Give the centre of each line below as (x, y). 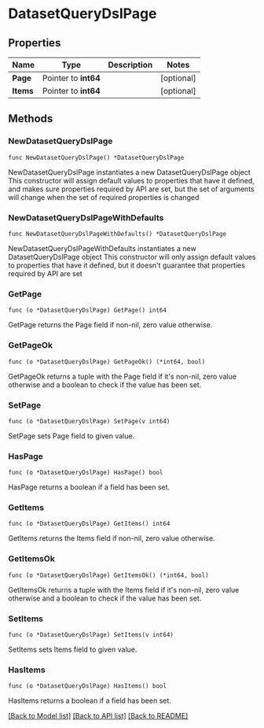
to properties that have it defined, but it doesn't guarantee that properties (127, 265)
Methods (31, 119)
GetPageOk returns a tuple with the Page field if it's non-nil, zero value (123, 376)
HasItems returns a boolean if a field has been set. (90, 700)
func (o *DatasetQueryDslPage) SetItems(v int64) (91, 635)
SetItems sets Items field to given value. (73, 649)
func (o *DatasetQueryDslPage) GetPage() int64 (88, 310)
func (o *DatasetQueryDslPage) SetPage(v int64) (89, 421)
